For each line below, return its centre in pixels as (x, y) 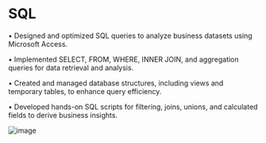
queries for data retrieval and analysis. (71, 67)
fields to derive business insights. (63, 115)
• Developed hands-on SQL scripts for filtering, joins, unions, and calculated (133, 107)
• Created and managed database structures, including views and (116, 83)
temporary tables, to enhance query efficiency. (85, 91)
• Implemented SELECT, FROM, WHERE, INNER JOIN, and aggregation (124, 59)
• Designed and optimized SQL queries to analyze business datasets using (130, 36)
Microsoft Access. (38, 43)
